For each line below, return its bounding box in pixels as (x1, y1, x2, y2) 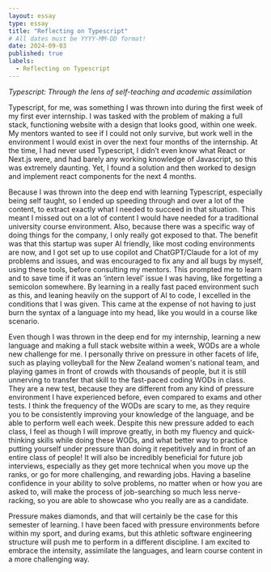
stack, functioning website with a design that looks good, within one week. (8, 119, 257, 130)
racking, (8, 495, 36, 505)
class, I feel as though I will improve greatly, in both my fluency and (8, 426, 232, 436)
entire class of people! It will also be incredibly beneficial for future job (8, 452, 243, 462)
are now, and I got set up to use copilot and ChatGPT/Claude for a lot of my (8, 247, 259, 257)
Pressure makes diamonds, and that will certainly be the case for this (8, 511, 239, 521)
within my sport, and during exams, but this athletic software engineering (8, 528, 252, 538)
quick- (233, 426, 256, 436)
